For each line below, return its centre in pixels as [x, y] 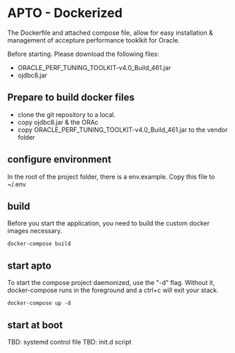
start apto [29, 265]
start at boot [35, 325]
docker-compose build [39, 244]
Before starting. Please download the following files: [83, 54]
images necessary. [35, 231]
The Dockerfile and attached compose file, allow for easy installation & [110, 33]
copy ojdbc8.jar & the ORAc [58, 122]
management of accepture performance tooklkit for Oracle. [94, 40]
